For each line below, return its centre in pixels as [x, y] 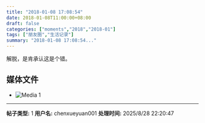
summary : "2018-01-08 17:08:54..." [52, 40]
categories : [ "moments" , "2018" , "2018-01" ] [61, 29]
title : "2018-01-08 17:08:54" [45, 12]
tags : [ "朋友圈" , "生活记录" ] [40, 35]
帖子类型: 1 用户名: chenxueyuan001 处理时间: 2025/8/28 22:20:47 [90, 113]
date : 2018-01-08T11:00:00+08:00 [49, 18]
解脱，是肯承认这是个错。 [38, 58]
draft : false [23, 23]
